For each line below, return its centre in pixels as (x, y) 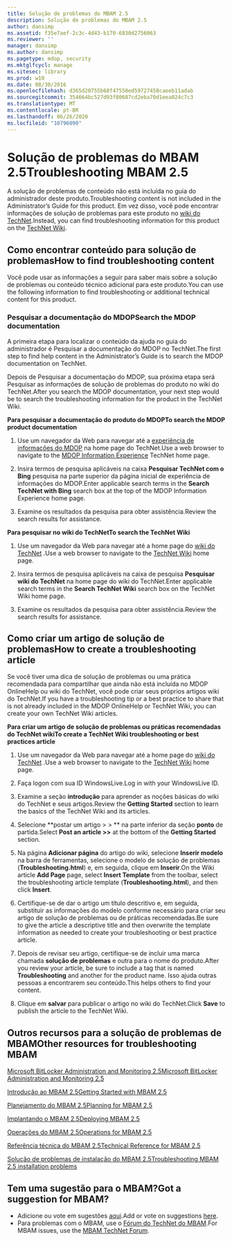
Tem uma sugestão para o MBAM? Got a (94, 1188)
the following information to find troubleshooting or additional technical (108, 292)
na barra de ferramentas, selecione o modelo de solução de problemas (118, 861)
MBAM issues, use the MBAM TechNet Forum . (83, 1230)
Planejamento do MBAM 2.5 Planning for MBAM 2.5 (80, 1105)
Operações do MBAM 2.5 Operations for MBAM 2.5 (80, 1132)
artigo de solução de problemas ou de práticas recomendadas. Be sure (118, 918)
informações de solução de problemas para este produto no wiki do (104, 213)
